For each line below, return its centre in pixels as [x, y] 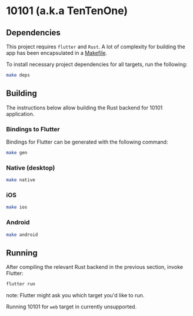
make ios [17, 207]
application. [20, 114]
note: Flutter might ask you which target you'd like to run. [75, 295]
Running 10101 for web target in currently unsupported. [71, 307]
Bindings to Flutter [33, 129]
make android [22, 234]
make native [21, 180]
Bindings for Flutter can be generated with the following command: [87, 142]
